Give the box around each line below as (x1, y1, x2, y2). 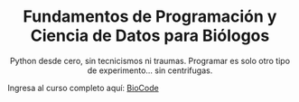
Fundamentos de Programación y (23, 6, 277, 27)
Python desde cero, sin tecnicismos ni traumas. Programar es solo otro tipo (10, 55, 290, 66)
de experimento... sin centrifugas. (87, 65, 213, 76)
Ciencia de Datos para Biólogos (30, 25, 270, 46)
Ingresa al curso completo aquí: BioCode (7, 82, 159, 93)
